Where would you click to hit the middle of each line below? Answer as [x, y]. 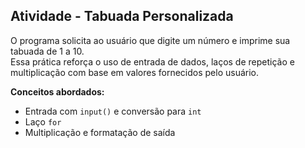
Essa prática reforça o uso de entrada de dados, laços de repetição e [152, 61]
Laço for [43, 121]
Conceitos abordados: [57, 91]
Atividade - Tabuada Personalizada [122, 16]
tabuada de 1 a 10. [47, 51]
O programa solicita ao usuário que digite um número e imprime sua [150, 40]
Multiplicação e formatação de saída [100, 132]
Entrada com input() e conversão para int [113, 111]
